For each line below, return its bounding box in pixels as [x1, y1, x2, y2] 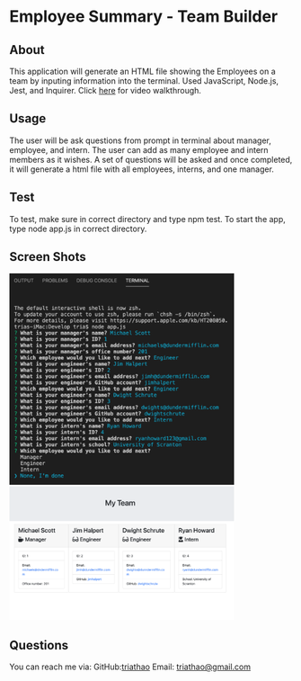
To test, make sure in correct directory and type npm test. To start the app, [9, 213, 286, 224]
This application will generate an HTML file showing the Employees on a [9, 66, 276, 76]
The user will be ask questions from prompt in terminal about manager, [9, 135, 271, 146]
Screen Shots [9, 249, 87, 264]
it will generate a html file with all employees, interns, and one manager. [9, 164, 274, 175]
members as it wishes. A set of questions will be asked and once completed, [9, 154, 293, 165]
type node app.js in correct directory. [9, 223, 147, 234]
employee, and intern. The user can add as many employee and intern [9, 144, 269, 155]
